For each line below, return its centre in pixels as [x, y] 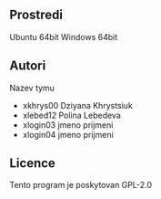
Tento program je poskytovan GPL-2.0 [81, 185]
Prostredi [36, 15]
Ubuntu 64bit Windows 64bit [64, 37]
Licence [33, 163]
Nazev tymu [32, 88]
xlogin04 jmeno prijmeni [68, 134]
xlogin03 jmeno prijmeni [68, 125]
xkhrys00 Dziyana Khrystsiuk [78, 105]
